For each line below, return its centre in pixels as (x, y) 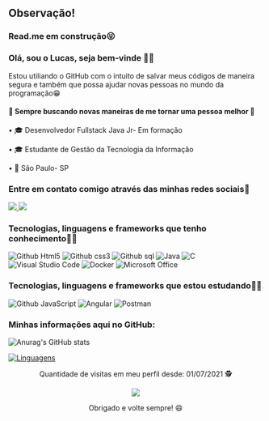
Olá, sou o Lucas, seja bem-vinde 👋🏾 (82, 58)
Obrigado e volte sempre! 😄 (136, 408)
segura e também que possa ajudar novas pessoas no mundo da (116, 84)
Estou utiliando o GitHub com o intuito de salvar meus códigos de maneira (132, 75)
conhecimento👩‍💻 (43, 239)
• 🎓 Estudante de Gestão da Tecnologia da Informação (101, 149)
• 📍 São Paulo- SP (39, 168)
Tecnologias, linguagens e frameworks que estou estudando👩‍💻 (135, 286)
